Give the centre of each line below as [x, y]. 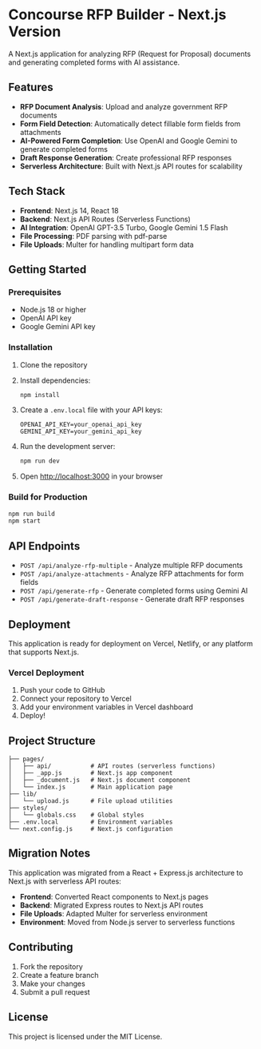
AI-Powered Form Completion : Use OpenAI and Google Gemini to [129, 141]
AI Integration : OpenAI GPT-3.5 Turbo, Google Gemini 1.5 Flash [124, 227]
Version [35, 32]
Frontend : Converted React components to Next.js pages [114, 896]
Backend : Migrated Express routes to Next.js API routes [111, 905]
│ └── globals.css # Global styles [77, 815]
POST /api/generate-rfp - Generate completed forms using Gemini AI [134, 591]
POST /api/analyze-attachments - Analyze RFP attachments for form [132, 574]
